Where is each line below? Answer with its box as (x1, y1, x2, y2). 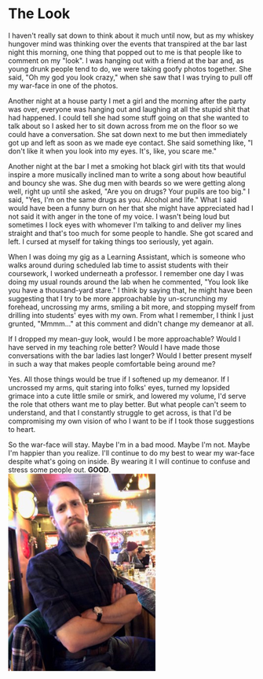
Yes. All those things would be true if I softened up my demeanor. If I (8, 375, 229, 384)
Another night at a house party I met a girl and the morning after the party (8, 96, 247, 105)
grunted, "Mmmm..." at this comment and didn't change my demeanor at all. (8, 319, 254, 328)
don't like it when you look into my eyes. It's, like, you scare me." (8, 146, 217, 156)
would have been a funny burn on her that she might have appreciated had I (8, 203, 254, 212)
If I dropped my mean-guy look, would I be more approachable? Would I (8, 334, 241, 343)
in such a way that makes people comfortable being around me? (8, 359, 216, 368)
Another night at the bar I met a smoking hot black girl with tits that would (8, 161, 246, 171)
